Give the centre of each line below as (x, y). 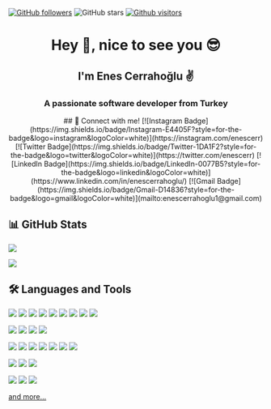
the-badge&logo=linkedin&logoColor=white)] (136, 172)
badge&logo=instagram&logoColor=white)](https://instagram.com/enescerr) (136, 138)
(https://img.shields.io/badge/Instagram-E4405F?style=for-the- (136, 129)
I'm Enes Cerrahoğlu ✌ (136, 76)
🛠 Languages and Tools (70, 290)
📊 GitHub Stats (48, 225)
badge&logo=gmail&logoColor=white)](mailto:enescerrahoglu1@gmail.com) (136, 198)
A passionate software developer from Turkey (136, 103)
